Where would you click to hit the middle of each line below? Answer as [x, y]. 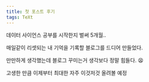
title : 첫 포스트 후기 [31, 12]
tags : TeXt [20, 17]
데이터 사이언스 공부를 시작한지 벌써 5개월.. [56, 35]
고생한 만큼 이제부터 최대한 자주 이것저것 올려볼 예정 [66, 72]
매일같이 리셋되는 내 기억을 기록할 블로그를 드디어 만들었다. [74, 48]
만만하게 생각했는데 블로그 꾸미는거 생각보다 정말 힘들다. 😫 [75, 60]
